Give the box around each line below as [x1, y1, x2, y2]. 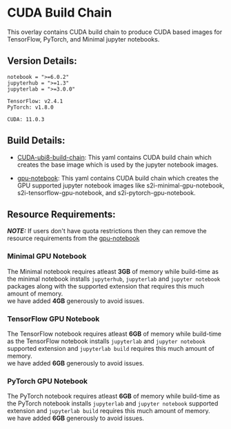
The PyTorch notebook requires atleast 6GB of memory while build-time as [7, 392, 221, 401]
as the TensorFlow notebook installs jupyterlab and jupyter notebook [7, 337, 205, 345]
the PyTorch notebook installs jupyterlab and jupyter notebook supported [7, 399, 219, 408]
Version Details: [7, 55, 77, 67]
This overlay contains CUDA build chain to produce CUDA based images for [7, 28, 223, 36]
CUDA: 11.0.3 [7, 116, 45, 122]
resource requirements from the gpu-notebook [7, 234, 140, 243]
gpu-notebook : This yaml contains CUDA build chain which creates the [17, 174, 219, 182]
